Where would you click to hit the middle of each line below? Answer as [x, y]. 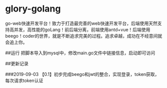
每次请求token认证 [24, 80]
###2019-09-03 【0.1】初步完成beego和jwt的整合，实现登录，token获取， [82, 74]
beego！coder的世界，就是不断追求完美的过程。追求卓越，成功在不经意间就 [84, 36]
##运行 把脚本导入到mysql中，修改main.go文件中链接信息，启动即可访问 [80, 53]
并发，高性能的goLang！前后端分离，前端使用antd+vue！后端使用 [82, 29]
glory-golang [33, 9]
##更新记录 [17, 63]
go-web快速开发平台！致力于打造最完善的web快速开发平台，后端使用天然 [81, 23]
